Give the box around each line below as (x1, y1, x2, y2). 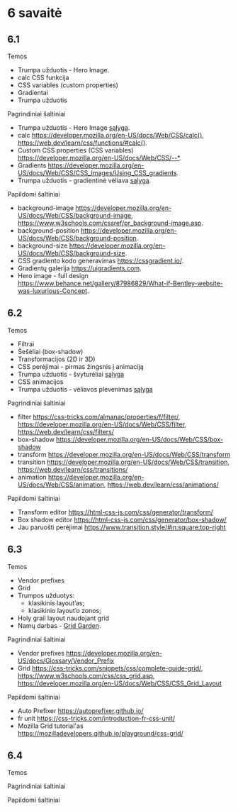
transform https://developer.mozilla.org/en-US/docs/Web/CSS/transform (17, 450, 231, 458)
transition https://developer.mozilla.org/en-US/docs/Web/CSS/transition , (17, 458, 230, 466)
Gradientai (17, 89, 48, 96)
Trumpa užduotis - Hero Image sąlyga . (17, 123, 130, 132)
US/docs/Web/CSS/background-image (17, 211, 132, 219)
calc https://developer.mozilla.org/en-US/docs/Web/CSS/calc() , (17, 131, 204, 139)
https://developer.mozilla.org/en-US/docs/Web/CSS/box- (55, 435, 224, 443)
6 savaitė (7, 5, 62, 21)
